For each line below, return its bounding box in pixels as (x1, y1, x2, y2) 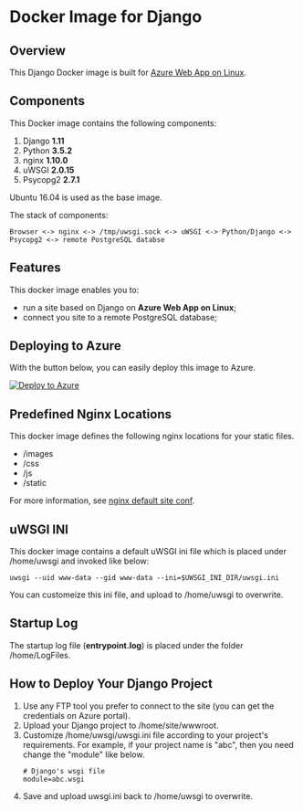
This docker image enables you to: (9, 284, 140, 295)
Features (9, 260, 61, 276)
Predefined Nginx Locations (9, 406, 172, 422)
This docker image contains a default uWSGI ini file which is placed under (9, 546, 287, 557)
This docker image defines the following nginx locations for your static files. (9, 431, 295, 442)
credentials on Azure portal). (22, 710, 131, 721)
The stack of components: (9, 209, 109, 220)
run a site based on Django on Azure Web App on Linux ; (22, 301, 237, 312)
